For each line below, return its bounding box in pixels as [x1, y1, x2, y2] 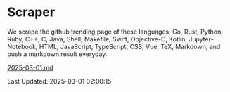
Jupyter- [189, 34, 214, 43]
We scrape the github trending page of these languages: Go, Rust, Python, [7, 27, 224, 36]
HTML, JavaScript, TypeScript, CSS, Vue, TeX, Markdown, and [39, 42, 221, 51]
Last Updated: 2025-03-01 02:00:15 [7, 77, 112, 85]
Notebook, [7, 42, 38, 51]
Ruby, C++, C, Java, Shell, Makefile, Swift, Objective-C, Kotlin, [7, 34, 188, 43]
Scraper [7, 4, 55, 20]
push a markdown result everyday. [7, 50, 108, 58]
